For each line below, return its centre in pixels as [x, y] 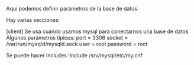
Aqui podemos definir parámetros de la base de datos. [72, 9]
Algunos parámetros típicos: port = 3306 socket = [67, 38]
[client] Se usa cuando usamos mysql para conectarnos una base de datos [97, 31]
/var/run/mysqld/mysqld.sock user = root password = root [77, 44]
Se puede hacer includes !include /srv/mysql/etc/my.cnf [75, 55]
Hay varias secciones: [33, 20]
